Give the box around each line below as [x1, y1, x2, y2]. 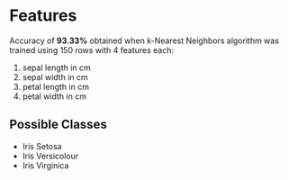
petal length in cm [22, 81, 90, 92]
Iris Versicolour [22, 150, 79, 161]
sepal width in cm [22, 71, 88, 82]
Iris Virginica [22, 159, 69, 171]
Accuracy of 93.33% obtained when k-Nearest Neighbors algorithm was [9, 35, 280, 46]
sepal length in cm [22, 62, 92, 73]
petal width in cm [22, 91, 87, 102]
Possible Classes [9, 117, 108, 132]
